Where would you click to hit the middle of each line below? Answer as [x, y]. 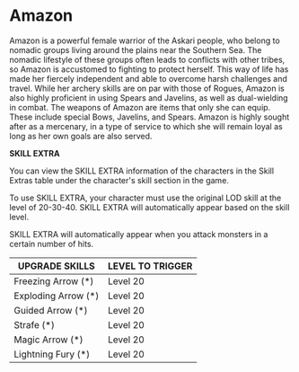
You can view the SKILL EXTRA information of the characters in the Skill [142, 171]
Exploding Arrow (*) [57, 296]
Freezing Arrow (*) [54, 281]
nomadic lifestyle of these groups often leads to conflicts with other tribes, [147, 59]
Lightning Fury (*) [52, 354]
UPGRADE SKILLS [57, 266]
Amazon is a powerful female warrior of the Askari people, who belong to [145, 40]
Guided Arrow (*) [51, 310]
